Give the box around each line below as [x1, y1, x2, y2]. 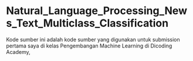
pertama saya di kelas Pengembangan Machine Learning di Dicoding [6, 42, 172, 49]
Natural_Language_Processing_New [6, 4, 188, 18]
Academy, [6, 48, 31, 55]
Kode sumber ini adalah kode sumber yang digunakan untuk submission [6, 36, 180, 43]
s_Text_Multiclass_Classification [6, 16, 169, 30]
